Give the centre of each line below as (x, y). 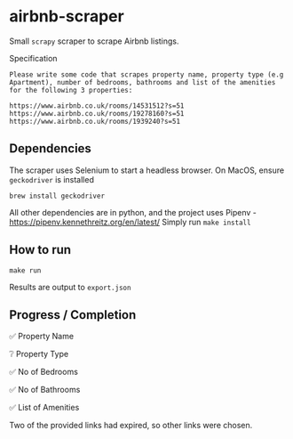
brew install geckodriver (57, 196)
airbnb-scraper (67, 16)
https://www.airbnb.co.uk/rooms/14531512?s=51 (97, 106)
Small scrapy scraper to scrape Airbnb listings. (94, 41)
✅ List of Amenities (44, 408)
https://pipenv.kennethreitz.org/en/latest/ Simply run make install (130, 222)
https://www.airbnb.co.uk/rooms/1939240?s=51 (95, 121)
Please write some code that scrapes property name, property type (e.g (146, 74)
